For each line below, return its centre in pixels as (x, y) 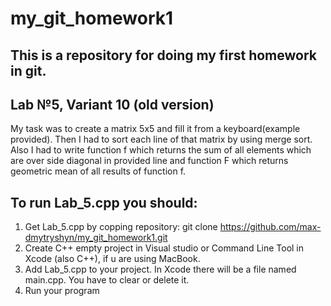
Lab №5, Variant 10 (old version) (112, 104)
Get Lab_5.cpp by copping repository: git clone (121, 227)
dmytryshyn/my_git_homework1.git (96, 238)
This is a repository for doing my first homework (163, 55)
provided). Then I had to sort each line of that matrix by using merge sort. (161, 139)
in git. (28, 70)
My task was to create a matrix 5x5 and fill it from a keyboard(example (155, 129)
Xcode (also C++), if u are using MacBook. (112, 259)
